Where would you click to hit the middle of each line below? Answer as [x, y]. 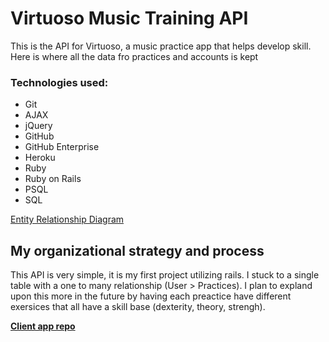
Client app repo [43, 326]
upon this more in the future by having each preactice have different [151, 296]
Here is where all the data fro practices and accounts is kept [134, 56]
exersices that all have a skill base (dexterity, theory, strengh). [138, 307]
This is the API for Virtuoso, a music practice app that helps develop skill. [161, 46]
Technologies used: [59, 82]
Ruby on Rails [53, 179]
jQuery [38, 126]
